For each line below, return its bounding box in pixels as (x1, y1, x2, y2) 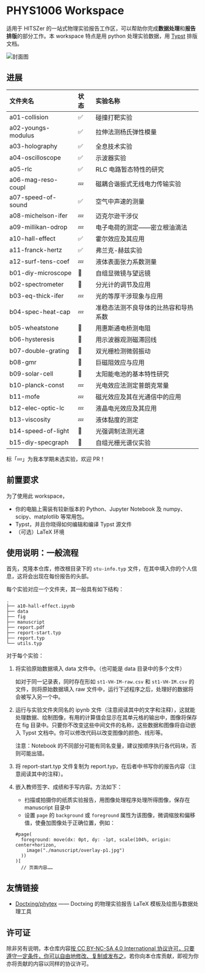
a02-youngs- (9, 123, 50, 132)
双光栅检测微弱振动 (95, 346, 151, 355)
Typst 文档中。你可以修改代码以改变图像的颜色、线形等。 (22, 729, 167, 737)
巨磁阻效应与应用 (95, 358, 145, 366)
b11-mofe (9, 392, 40, 401)
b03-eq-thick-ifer (9, 291, 64, 300)
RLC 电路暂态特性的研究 (95, 165, 164, 173)
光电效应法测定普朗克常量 (95, 381, 169, 390)
